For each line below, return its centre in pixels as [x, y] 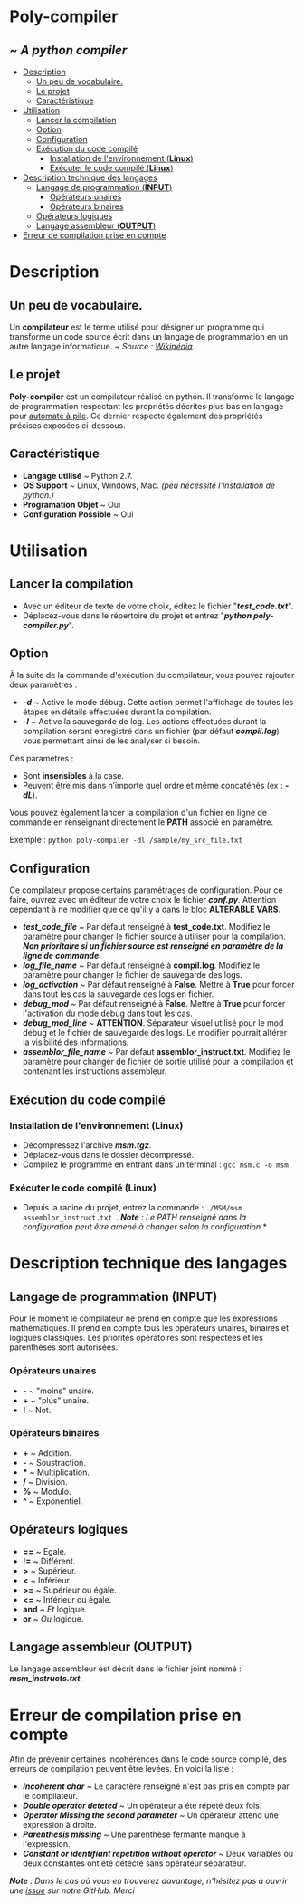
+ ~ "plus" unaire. [56, 1400]
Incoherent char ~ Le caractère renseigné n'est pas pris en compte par [156, 1786]
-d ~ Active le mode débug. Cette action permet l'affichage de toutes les [158, 703]
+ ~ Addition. [47, 1453]
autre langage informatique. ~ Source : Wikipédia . [102, 346]
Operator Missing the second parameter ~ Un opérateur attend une [150, 1815]
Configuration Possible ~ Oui [78, 514]
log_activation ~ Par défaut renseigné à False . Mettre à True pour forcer [158, 985]
